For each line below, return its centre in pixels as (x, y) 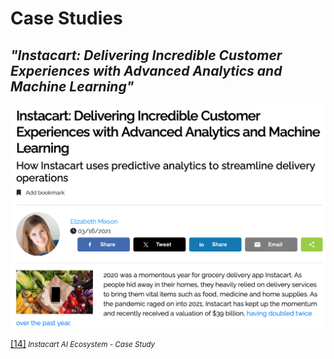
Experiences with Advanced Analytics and (146, 70)
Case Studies (66, 18)
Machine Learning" (72, 86)
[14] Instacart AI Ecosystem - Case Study (83, 343)
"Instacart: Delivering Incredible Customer (146, 55)
